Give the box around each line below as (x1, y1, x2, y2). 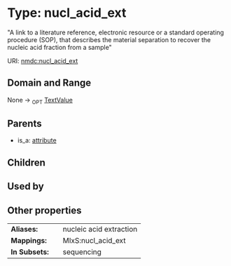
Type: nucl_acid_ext (7, 5, 127, 21)
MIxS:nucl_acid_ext (62, 235, 126, 245)
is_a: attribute (17, 136, 57, 145)
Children (7, 157, 45, 168)
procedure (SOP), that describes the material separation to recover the (7, 35, 211, 44)
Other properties (7, 204, 82, 216)
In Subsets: (10, 247, 49, 257)
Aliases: (10, 224, 38, 234)
